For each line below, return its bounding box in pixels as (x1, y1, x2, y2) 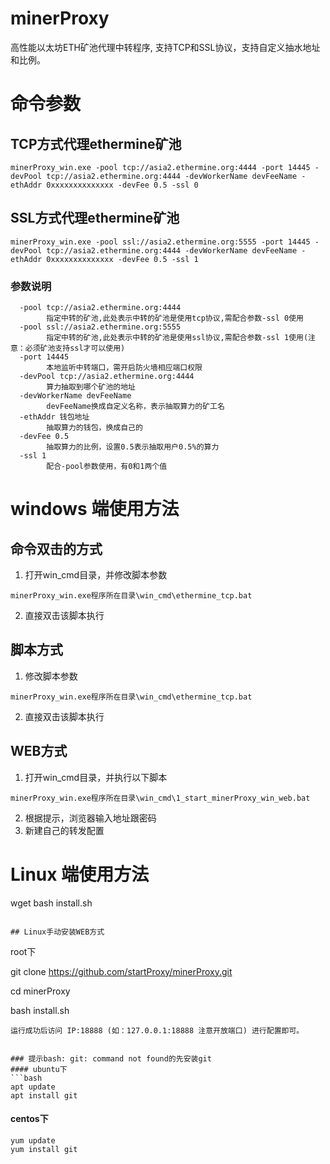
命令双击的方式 (10, 540, 103, 557)
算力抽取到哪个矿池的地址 (46, 382, 136, 392)
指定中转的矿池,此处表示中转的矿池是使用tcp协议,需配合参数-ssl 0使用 (46, 313, 304, 324)
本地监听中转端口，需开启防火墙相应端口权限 (46, 363, 203, 373)
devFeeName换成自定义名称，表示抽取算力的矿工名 (46, 402, 225, 412)
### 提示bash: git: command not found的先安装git (10, 1053, 212, 1064)
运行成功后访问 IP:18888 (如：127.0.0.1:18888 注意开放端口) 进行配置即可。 (10, 1025, 305, 1036)
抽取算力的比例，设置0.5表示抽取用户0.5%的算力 (46, 442, 220, 452)
